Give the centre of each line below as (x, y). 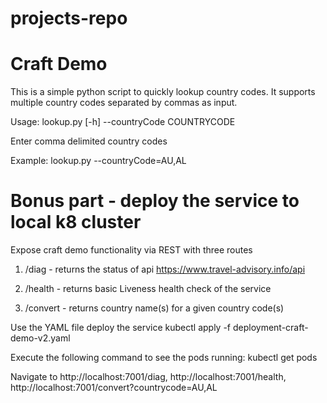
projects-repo (69, 18)
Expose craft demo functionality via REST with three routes (131, 250)
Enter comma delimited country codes (89, 141)
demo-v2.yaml (40, 338)
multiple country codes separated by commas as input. (124, 103)
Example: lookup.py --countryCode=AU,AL (98, 161)
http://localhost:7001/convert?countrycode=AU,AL (114, 388)
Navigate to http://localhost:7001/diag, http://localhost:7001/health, (148, 377)
